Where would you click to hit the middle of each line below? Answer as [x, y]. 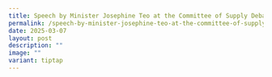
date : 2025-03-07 [38, 30]
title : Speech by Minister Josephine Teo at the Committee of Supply [128, 16]
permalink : [27, 23]
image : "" [25, 53]
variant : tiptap [36, 61]
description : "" [36, 46]
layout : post [30, 38]
